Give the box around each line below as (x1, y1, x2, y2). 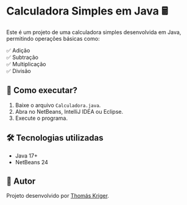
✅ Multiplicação (6, 60, 47, 68)
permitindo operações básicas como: (6, 35, 100, 42)
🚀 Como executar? (6, 85, 78, 96)
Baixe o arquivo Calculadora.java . (15, 101, 101, 109)
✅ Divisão (6, 67, 32, 74)
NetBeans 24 (15, 158, 49, 165)
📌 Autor (6, 176, 36, 186)
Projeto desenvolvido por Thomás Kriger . (6, 192, 110, 200)
